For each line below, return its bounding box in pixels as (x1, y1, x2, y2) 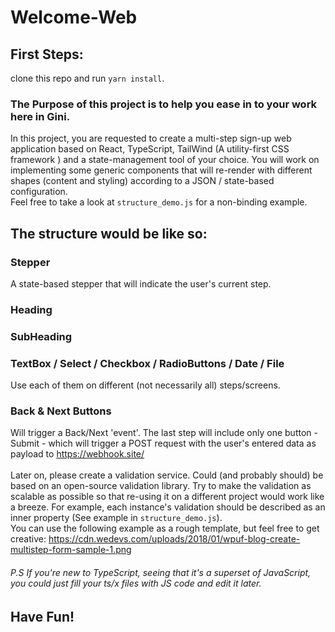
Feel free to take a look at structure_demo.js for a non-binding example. (10, 196, 308, 208)
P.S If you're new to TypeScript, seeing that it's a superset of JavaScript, (10, 567, 312, 579)
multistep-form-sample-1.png (10, 544, 132, 556)
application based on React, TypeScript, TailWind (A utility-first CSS (10, 143, 290, 155)
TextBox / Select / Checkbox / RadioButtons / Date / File (10, 356, 285, 370)
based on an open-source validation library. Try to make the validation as (10, 480, 312, 492)
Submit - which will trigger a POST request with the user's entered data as (10, 437, 317, 450)
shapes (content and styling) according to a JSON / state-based (10, 175, 275, 187)
